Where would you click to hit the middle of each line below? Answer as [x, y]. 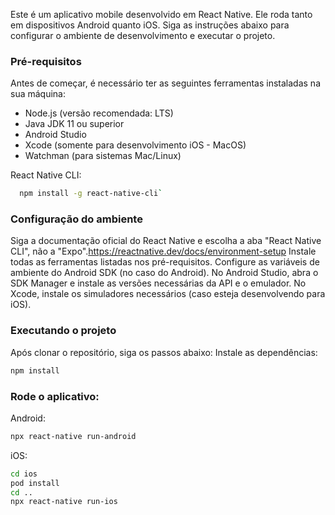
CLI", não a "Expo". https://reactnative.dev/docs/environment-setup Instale [163, 251]
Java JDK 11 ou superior [74, 124]
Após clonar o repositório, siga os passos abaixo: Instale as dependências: [164, 352]
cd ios [24, 474]
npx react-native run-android [73, 436]
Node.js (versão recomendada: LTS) [99, 113]
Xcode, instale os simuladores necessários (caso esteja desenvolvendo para [168, 294]
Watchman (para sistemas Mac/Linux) [103, 156]
